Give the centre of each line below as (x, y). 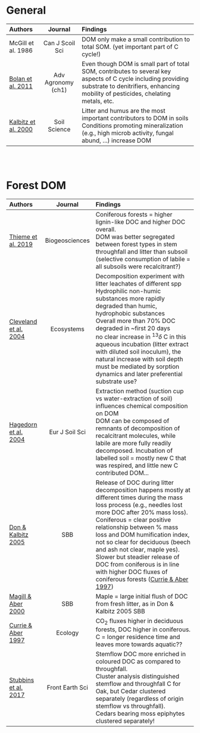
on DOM (107, 414)
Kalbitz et (22, 121)
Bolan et (21, 79)
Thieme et (23, 237)
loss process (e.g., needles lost (139, 505)
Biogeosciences (68, 240)
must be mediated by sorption (137, 366)
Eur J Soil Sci (68, 432)
